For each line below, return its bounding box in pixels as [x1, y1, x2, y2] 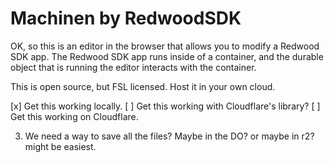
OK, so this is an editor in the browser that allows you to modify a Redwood [10, 40, 320, 52]
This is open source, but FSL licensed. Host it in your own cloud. [10, 80, 276, 92]
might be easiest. [24, 140, 97, 152]
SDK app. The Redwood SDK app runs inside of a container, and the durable [10, 50, 324, 62]
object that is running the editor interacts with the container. [10, 61, 257, 73]
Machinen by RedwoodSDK [10, 7, 242, 30]
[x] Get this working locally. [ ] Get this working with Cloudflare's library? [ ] [10, 100, 321, 112]
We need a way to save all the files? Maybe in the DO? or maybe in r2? [24, 130, 315, 142]
